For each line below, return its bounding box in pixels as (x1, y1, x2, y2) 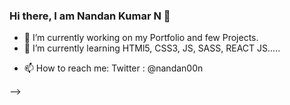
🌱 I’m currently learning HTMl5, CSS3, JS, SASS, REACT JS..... (23, 42, 281, 54)
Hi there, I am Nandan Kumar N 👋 (9, 9, 171, 23)
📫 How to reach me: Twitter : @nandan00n (23, 62, 204, 74)
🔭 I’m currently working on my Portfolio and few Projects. (23, 32, 259, 44)
